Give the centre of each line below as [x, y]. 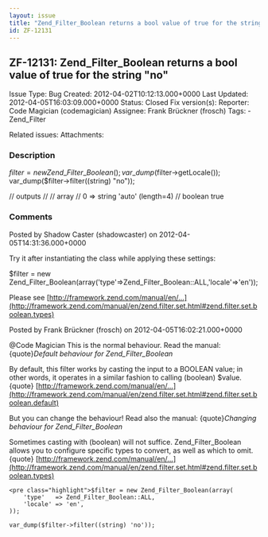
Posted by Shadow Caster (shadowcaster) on [83, 234]
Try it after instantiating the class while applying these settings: [113, 258]
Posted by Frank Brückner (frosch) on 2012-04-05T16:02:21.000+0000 [126, 330]
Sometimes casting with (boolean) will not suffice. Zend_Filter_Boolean [125, 442]
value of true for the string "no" [89, 75]
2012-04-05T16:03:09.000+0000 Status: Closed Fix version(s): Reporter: [129, 102]
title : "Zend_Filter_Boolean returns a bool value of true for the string [136, 23]
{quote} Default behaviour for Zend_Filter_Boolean [91, 353]
